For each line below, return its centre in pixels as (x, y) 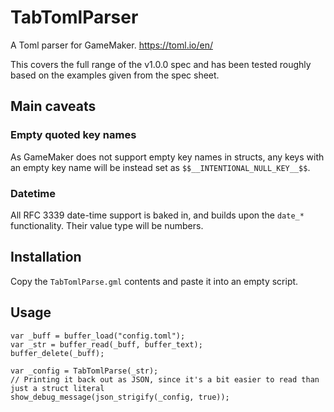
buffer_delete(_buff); (57, 353)
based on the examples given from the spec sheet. (115, 75)
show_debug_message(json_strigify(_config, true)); (120, 397)
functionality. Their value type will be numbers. (107, 225)
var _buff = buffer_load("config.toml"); (98, 336)
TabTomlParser (74, 17)
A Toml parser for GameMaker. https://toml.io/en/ (111, 45)
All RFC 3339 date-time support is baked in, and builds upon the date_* (157, 215)
